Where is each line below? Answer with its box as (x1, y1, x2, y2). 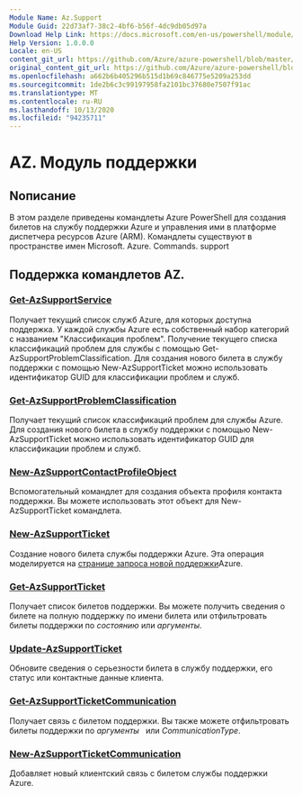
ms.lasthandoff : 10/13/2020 (9, 105, 115, 114)
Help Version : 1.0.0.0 (9, 38, 94, 48)
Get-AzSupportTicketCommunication (9, 695, 177, 708)
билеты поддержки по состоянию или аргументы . (9, 620, 202, 630)
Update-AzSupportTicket (9, 642, 123, 655)
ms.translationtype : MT (9, 88, 99, 97)
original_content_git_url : (9, 64, 111, 73)
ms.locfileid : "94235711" (9, 113, 106, 122)
